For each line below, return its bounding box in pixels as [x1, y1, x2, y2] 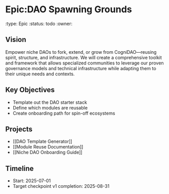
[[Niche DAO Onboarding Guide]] [12, 149, 83, 156]
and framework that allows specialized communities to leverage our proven [5, 60, 164, 66]
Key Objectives [5, 85, 55, 94]
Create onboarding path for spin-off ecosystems [12, 110, 115, 116]
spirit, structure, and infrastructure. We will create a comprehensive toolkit [5, 54, 162, 60]
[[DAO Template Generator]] [12, 138, 73, 144]
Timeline [5, 164, 34, 173]
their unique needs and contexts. [5, 71, 75, 77]
